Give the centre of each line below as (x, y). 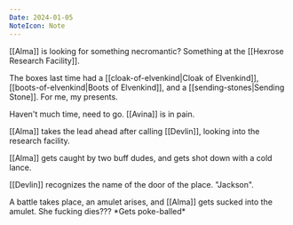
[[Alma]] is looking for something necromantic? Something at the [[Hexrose (146, 51)
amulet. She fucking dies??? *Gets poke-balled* (98, 211)
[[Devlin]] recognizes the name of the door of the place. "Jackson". (132, 184)
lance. (20, 167)
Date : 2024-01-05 (41, 17)
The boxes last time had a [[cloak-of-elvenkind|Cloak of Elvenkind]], (134, 77)
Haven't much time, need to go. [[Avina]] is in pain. (102, 114)
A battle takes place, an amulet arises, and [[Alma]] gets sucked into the (141, 202)
